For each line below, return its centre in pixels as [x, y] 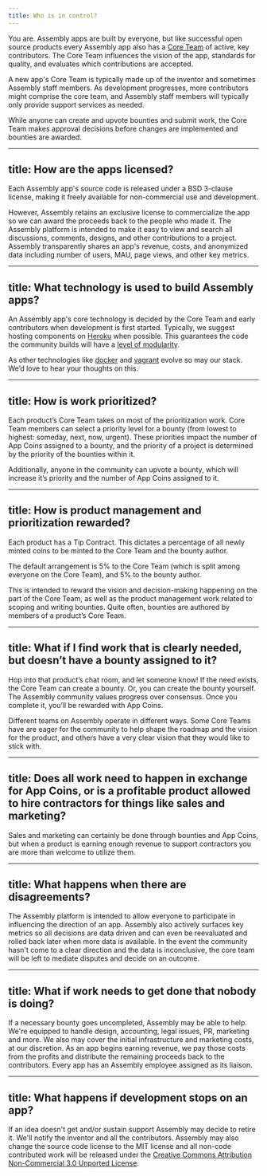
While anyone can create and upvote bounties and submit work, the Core [128, 120]
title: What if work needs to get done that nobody [132, 991]
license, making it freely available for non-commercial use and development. [133, 197]
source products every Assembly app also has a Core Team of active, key [129, 47]
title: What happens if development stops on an [128, 1097]
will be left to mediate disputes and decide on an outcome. [104, 958]
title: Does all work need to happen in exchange [128, 779]
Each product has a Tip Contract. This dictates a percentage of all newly [126, 542]
